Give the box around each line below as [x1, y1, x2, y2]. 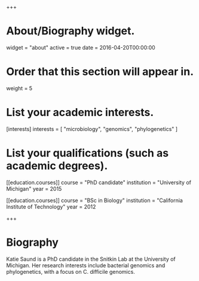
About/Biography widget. [6, 25, 135, 38]
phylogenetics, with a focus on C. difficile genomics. [6, 268, 136, 275]
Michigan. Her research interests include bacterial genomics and [6, 261, 166, 269]
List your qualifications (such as [6, 146, 169, 160]
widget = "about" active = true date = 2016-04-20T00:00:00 [6, 44, 155, 51]
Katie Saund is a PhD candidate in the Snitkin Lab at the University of [6, 255, 176, 262]
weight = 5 [6, 84, 33, 91]
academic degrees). [6, 159, 108, 172]
